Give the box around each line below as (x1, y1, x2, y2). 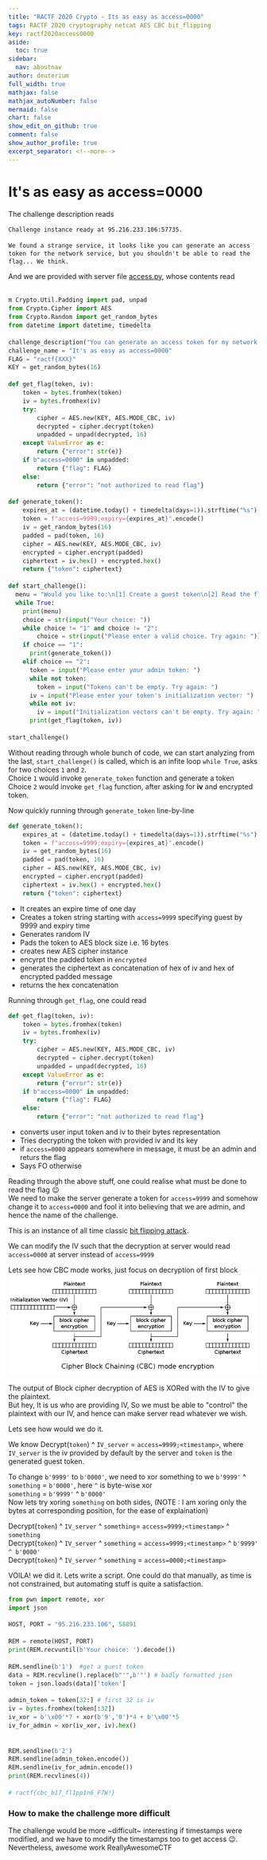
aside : (8, 38, 30, 46)
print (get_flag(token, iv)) (29, 717, 123, 725)
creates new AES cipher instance (19, 946, 129, 956)
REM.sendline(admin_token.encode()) (8, 1755, 130, 1764)
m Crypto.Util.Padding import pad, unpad (8, 296, 148, 305)
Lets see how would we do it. (8, 1424, 104, 1433)
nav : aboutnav (15, 64, 62, 72)
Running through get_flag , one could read (8, 995, 147, 1005)
